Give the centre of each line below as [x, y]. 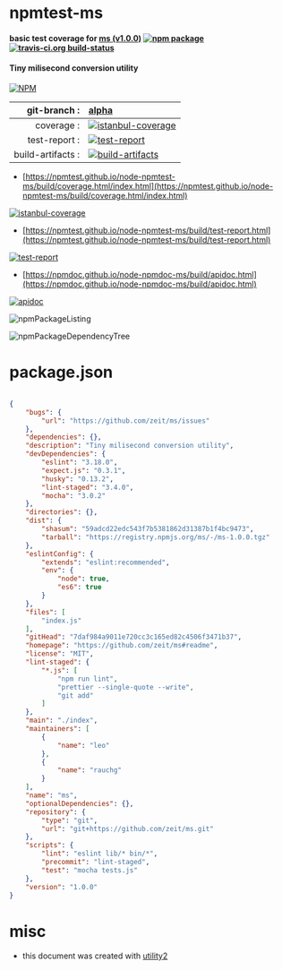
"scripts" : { [50, 846]
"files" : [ [46, 612]
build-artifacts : [47, 154]
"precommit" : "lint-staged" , [96, 863]
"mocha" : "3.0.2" [73, 495]
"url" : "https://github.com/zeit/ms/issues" [126, 421]
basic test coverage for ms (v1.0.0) [75, 38]
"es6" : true [79, 588]
